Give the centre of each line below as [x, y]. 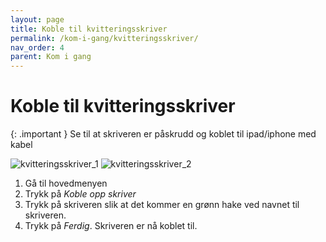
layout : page [37, 19]
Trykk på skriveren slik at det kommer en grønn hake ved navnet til [162, 205]
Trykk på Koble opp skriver [80, 194]
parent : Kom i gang [51, 57]
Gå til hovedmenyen [66, 183]
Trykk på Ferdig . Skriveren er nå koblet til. [111, 226]
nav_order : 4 [37, 47]
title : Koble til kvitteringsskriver [89, 29]
